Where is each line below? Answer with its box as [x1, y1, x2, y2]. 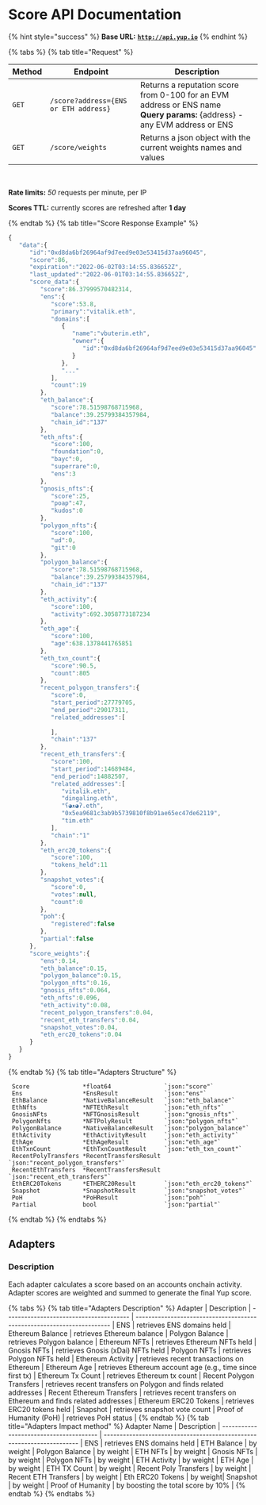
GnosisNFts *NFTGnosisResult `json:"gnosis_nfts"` [11, 1110, 236, 1118]
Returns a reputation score [139, 79, 239, 90]
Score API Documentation [8, 6, 182, 24]
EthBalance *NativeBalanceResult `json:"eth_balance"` [11, 1096, 236, 1104]
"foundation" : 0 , [50, 448, 104, 456]
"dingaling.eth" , [61, 795, 119, 803]
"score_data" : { [28, 278, 80, 287]
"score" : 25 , [50, 492, 90, 500]
